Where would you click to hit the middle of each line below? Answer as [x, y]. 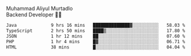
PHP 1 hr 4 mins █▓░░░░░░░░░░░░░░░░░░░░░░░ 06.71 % [95, 41]
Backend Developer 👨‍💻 [34, 15]
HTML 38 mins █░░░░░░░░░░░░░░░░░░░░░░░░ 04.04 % [95, 47]
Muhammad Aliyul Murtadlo [40, 8]
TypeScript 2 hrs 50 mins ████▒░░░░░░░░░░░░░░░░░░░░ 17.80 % [95, 31]
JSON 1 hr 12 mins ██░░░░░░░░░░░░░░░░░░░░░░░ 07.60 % [95, 36]
